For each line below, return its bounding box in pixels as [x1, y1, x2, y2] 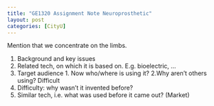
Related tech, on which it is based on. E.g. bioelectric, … [17, 62, 177, 70]
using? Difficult [17, 77, 60, 85]
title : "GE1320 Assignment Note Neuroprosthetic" [7, 10, 153, 17]
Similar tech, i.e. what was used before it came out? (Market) [17, 91, 190, 99]
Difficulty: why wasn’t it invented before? [17, 83, 133, 92]
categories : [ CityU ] [7, 23, 67, 29]
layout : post [7, 16, 45, 23]
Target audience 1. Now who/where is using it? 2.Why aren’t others [17, 69, 207, 77]
